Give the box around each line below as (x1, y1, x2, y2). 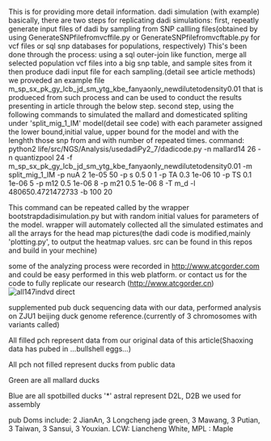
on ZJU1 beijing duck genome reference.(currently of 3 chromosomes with (8, 311, 257, 321)
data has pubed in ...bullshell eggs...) (8, 344, 132, 354)
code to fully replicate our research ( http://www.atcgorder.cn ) (8, 279, 214, 288)
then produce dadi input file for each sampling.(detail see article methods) (8, 67, 256, 76)
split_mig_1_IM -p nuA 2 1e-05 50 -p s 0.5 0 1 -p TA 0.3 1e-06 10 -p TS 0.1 (8, 170, 252, 179)
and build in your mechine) (8, 246, 98, 255)
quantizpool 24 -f (15, 153, 73, 162)
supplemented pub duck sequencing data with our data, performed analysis (8, 303, 261, 312)
